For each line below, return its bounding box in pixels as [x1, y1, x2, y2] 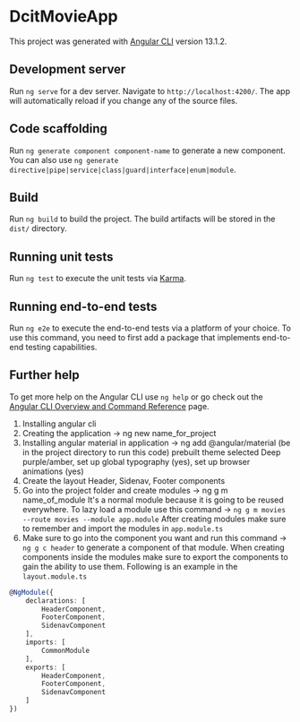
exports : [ [25, 663, 66, 672]
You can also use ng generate [9, 154, 119, 165]
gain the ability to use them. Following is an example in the [21, 561, 238, 572]
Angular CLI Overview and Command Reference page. [9, 400, 210, 411]
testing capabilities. [25, 342, 98, 352]
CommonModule [41, 646, 90, 655]
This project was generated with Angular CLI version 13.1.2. [9, 36, 227, 47]
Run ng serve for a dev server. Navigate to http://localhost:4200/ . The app [9, 85, 291, 96]
